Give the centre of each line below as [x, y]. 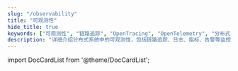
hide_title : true [33, 27]
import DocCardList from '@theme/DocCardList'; [79, 60]
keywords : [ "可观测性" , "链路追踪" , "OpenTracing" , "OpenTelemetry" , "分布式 [119, 33]
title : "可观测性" [33, 20]
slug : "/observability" [42, 14]
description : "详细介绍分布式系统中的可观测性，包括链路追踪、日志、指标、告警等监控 [119, 40]
